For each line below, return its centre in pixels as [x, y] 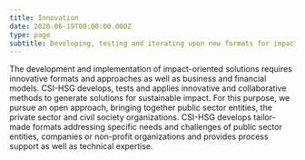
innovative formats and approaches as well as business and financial [138, 79]
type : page [30, 35]
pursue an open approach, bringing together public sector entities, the [141, 108]
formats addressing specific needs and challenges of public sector [157, 127]
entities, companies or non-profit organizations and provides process [139, 136]
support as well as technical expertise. [81, 146]
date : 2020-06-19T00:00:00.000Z [70, 26]
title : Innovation [44, 18]
